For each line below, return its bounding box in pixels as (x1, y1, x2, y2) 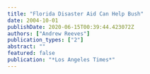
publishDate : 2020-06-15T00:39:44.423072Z (7, 23, 134, 30)
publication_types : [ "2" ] (7, 37, 83, 44)
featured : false (7, 50, 55, 57)
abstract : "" (7, 43, 46, 50)
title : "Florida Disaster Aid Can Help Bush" (7, 10, 144, 18)
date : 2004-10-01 (7, 17, 59, 24)
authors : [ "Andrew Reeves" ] (7, 30, 91, 37)
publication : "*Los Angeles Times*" (7, 56, 115, 63)
